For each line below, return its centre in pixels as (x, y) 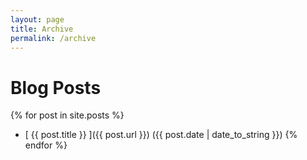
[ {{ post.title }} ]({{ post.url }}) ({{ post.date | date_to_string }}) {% (161, 135)
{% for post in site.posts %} (67, 115)
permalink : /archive (53, 38)
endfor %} (46, 145)
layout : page (37, 19)
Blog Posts (56, 87)
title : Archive (42, 29)
